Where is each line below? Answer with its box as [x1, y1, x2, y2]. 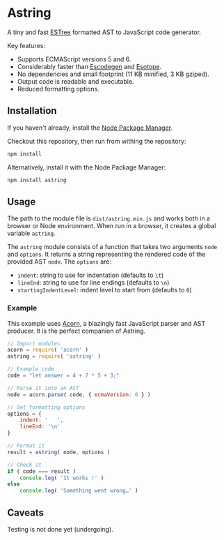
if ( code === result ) [7, 467, 77, 475]
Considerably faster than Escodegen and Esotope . [17, 62, 162, 70]
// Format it [7, 442, 45, 449]
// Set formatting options [7, 403, 86, 411]
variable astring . [7, 229, 56, 238]
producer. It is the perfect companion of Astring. [7, 327, 146, 335]
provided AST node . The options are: [7, 257, 111, 266]
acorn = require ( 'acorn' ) [7, 347, 89, 354]
